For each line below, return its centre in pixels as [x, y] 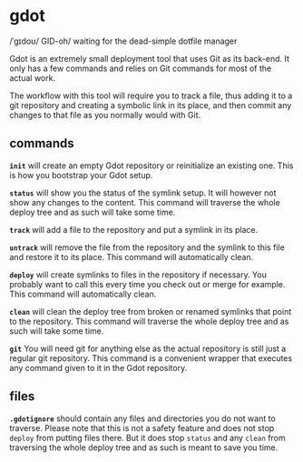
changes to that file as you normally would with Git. [105, 115]
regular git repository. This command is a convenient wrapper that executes [151, 358]
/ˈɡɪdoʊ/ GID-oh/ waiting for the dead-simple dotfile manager [123, 41]
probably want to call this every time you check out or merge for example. [147, 284]
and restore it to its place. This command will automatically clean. [132, 256]
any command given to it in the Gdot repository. [98, 367]
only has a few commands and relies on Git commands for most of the [141, 68]
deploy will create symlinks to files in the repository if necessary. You [138, 275]
